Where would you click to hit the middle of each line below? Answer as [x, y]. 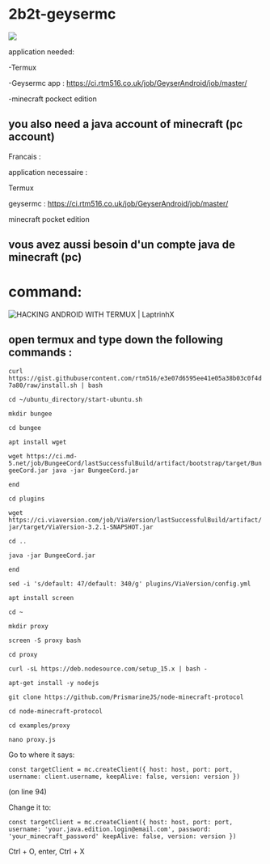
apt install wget [38, 442]
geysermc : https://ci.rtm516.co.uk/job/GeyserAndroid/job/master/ [118, 203]
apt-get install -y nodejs [54, 683]
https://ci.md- [52, 456]
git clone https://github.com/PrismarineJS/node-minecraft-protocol [126, 697]
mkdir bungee [30, 414]
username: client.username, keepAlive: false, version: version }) [124, 777]
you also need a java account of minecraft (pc [126, 124]
